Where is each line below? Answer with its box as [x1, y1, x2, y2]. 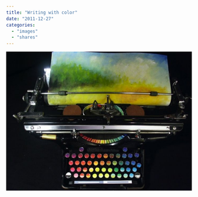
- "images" [11, 28, 38, 34]
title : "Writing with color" [6, 9, 78, 15]
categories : [6, 22, 35, 28]
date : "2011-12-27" [6, 15, 54, 22]
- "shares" [11, 34, 38, 41]
